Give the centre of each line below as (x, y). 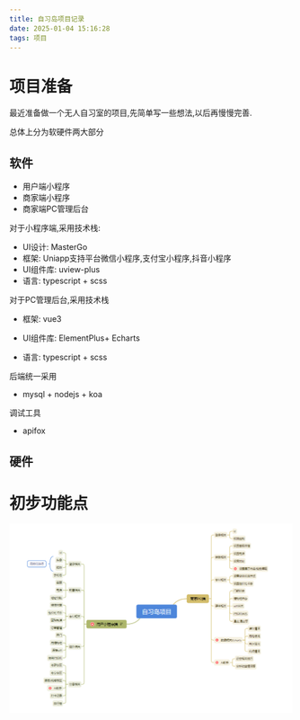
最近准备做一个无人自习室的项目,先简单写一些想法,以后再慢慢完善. (131, 113)
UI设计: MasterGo (55, 247)
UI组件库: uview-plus (61, 270)
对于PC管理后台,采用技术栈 (59, 300)
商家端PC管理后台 (55, 209)
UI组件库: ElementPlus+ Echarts (81, 338)
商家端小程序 (46, 198)
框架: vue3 (42, 319)
